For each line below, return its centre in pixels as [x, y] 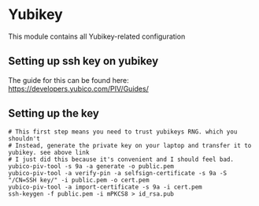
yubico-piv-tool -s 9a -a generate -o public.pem [91, 166]
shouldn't [24, 139]
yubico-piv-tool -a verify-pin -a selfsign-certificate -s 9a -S [117, 173]
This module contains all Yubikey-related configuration [97, 36]
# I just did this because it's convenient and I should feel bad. [121, 159]
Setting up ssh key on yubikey [83, 61]
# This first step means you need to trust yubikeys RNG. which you [123, 132]
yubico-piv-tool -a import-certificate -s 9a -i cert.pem [105, 187]
